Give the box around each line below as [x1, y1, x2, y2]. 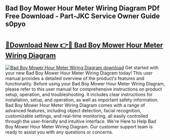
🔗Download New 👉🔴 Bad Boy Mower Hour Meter [5, 40, 163, 50]
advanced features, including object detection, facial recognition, [5, 108, 142, 113]
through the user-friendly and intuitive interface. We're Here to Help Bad [5, 118, 156, 124]
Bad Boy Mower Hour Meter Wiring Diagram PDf [5, 4, 160, 13]
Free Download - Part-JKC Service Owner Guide [5, 12, 160, 21]
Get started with [125, 65, 159, 70]
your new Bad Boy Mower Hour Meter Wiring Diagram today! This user [5, 70, 153, 76]
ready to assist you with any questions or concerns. [5, 129, 113, 135]
